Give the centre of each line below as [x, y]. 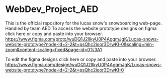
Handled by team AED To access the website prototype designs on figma [81, 28]
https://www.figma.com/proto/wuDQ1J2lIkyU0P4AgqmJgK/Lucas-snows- [82, 39]
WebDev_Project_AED [52, 9]
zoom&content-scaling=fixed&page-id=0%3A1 [54, 49]
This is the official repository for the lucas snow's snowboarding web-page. [83, 23]
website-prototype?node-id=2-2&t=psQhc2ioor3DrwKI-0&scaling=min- [80, 44]
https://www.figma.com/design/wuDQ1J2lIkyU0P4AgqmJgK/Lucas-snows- [83, 64]
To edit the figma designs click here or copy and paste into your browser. [81, 59]
